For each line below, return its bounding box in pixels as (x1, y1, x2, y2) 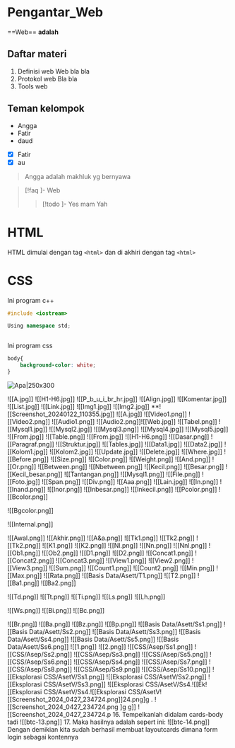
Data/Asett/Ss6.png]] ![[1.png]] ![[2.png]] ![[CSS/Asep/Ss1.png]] (7, 642, 193, 651)
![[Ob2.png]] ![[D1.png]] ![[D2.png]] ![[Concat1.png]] (42, 548, 194, 557)
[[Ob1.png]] (7, 548, 41, 557)
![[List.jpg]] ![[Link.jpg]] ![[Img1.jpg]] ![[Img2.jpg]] (7, 402, 150, 410)
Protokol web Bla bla (17, 74, 78, 83)
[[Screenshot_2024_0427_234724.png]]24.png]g (7, 695, 150, 703)
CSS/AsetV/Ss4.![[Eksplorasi (43, 687, 127, 696)
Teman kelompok (7, 103, 85, 115)
